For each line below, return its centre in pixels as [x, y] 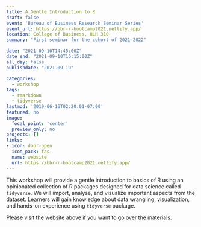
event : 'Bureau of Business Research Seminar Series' [75, 23]
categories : [21, 78]
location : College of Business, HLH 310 [58, 34]
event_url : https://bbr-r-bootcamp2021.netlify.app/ [74, 29]
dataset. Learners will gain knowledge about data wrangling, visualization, [98, 199]
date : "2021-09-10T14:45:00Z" [44, 51]
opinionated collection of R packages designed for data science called [94, 186]
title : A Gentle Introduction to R [51, 12]
